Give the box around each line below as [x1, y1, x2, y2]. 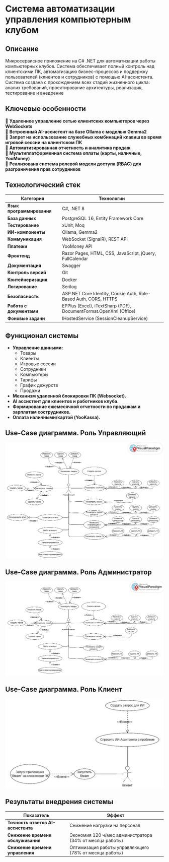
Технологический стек [5, 181, 81, 189]
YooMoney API [62, 243, 93, 249]
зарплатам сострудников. [12, 409, 71, 415]
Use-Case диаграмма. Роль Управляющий [5, 429, 146, 437]
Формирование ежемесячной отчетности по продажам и [12, 404, 141, 410]
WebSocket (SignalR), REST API [62, 236, 128, 242]
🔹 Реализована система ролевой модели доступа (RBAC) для [5, 161, 141, 167]
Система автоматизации [5, 3, 115, 15]
